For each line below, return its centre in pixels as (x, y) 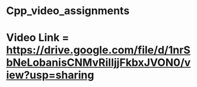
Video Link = (38, 38)
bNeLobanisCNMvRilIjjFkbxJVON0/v (99, 63)
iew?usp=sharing (50, 75)
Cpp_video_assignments (68, 11)
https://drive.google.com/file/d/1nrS (99, 50)
